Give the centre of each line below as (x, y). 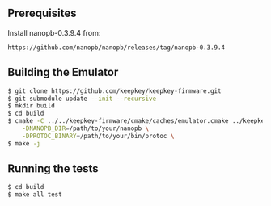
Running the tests (53, 169)
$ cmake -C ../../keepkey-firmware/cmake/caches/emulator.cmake (118, 121)
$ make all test (35, 195)
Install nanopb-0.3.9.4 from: (54, 32)
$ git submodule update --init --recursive (82, 99)
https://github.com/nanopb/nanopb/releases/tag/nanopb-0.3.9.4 (116, 48)
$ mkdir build (32, 106)
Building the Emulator (63, 72)
